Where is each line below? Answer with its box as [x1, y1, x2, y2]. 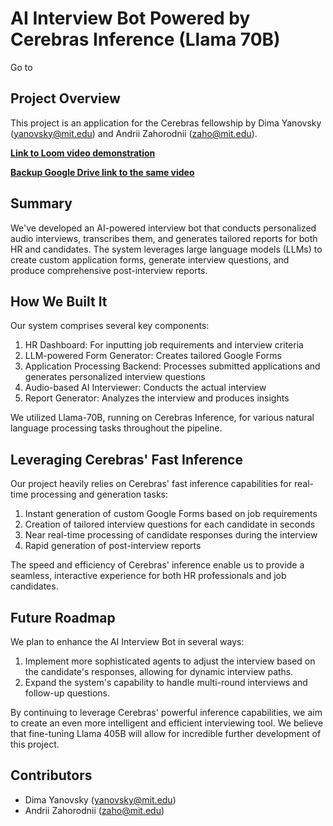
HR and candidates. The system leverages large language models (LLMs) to [10, 243, 323, 255]
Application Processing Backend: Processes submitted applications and [24, 360, 321, 372]
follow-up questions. [24, 687, 111, 699]
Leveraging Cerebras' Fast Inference [10, 451, 243, 468]
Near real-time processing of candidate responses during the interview [24, 529, 318, 541]
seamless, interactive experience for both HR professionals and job [10, 570, 287, 582]
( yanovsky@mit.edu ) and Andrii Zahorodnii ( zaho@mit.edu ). [10, 127, 258, 139]
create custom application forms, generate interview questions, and [10, 253, 290, 266]
